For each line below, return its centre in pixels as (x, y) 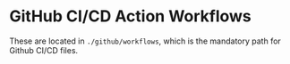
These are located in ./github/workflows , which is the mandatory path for (145, 41)
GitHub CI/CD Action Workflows (131, 16)
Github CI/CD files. (44, 50)
